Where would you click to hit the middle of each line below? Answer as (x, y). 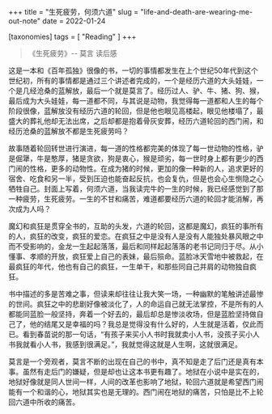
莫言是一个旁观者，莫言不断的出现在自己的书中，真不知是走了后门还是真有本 (136, 361)
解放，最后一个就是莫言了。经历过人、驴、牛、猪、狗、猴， (164, 91)
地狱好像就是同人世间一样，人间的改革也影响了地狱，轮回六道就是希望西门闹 (136, 382)
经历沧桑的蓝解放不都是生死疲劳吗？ (69, 131)
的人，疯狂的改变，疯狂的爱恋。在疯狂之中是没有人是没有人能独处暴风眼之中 (136, 236)
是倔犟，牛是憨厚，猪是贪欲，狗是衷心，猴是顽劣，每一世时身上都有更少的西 (136, 158)
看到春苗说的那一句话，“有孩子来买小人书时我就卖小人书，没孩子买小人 (141, 334)
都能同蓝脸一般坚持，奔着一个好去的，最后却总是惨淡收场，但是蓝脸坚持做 (132, 314)
